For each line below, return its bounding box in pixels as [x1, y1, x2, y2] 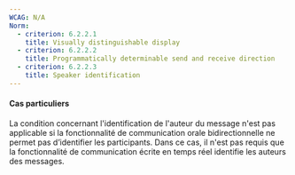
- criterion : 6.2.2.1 [17, 29, 97, 38]
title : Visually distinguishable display [25, 37, 180, 47]
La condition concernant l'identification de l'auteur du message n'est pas [9, 117, 276, 129]
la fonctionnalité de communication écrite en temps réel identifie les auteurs [9, 146, 286, 156]
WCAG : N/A [9, 12, 46, 22]
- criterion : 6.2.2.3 [17, 63, 97, 72]
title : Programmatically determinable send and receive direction [25, 54, 276, 63]
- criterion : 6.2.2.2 [17, 46, 97, 55]
